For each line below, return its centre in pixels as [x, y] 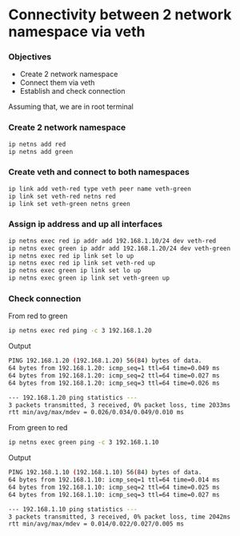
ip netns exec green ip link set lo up [75, 271]
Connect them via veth [57, 83]
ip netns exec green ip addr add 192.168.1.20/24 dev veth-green [119, 248]
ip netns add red [37, 144]
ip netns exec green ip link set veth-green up [89, 278]
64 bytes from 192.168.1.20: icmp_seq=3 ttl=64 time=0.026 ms [114, 383]
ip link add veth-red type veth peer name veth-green [100, 189]
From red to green [38, 316]
